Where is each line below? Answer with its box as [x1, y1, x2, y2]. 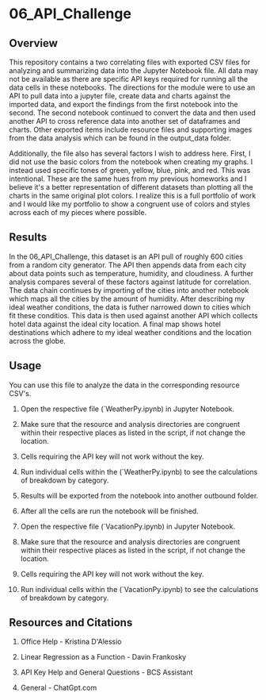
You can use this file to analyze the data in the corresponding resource [9, 380, 240, 390]
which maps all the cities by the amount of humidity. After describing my [9, 294, 245, 303]
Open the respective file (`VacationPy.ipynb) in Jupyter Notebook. [20, 521, 236, 531]
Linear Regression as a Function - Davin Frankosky [20, 652, 187, 662]
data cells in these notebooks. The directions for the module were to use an [9, 83, 256, 92]
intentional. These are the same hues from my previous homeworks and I [9, 174, 247, 183]
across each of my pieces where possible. [9, 208, 147, 217]
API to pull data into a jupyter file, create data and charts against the [9, 91, 231, 100]
